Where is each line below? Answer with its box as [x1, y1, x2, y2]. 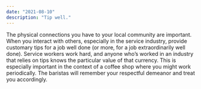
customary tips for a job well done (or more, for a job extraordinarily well [6, 43, 185, 51]
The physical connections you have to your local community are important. [6, 31, 192, 38]
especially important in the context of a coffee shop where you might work [6, 63, 191, 70]
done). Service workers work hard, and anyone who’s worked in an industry [6, 50, 194, 57]
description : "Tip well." [6, 14, 71, 20]
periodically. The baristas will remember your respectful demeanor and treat [6, 69, 196, 76]
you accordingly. [6, 76, 48, 83]
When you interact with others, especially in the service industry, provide [6, 37, 188, 44]
